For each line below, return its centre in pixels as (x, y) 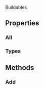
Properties (22, 23)
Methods (20, 68)
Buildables (16, 7)
